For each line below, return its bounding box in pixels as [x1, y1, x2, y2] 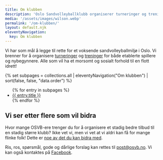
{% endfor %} [12, 97, 40, 103]
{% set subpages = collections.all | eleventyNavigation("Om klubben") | [5, 72, 148, 78]
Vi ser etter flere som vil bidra [5, 111, 97, 120]
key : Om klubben [9, 35, 42, 39]
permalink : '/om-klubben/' [5, 20, 60, 26]
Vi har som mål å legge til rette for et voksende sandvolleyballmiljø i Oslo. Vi [5, 47, 157, 53]
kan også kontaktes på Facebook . [5, 149, 73, 155]
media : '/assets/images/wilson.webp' [5, 16, 81, 21]
